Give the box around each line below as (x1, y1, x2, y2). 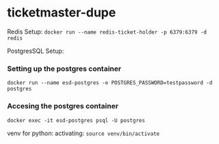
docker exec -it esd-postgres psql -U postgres (7, 117, 146, 124)
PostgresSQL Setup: (7, 47, 64, 55)
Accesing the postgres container (7, 101, 118, 111)
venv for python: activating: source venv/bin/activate (7, 129, 159, 137)
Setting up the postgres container (7, 64, 122, 73)
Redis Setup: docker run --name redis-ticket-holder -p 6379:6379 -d (7, 27, 207, 36)
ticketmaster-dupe (7, 5, 116, 21)
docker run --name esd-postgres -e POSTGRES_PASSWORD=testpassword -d (7, 80, 213, 86)
